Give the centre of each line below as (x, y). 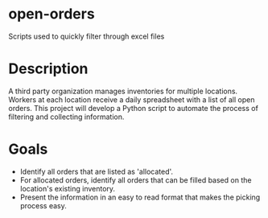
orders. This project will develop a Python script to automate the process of (134, 108)
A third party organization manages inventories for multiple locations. (123, 91)
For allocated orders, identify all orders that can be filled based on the (136, 180)
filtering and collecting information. (66, 117)
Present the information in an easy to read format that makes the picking (140, 197)
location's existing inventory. (67, 188)
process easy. (43, 205)
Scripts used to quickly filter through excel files (87, 36)
